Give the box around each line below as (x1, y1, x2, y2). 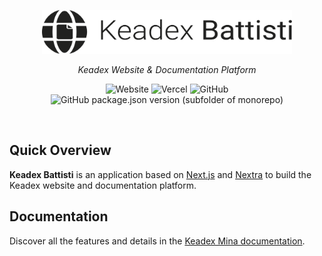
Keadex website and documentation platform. (9, 179, 197, 191)
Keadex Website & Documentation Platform (77, 63, 257, 75)
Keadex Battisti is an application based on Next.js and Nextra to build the (9, 168, 312, 180)
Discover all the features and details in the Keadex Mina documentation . (9, 235, 306, 247)
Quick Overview (9, 142, 112, 159)
